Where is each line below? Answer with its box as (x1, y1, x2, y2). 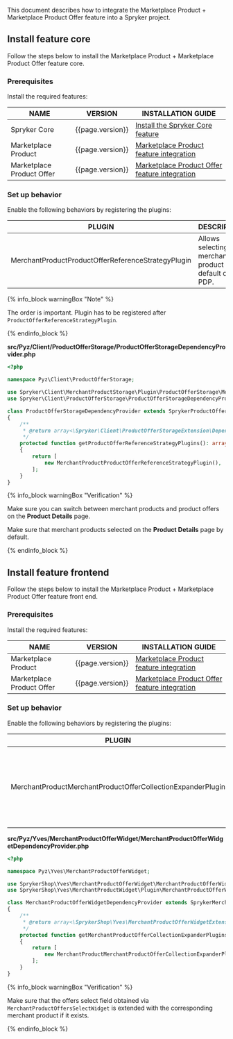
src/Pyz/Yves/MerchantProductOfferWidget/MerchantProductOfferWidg (7, 834, 224, 842)
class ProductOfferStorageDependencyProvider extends (7, 408, 166, 415)
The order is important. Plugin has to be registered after (7, 308, 166, 317)
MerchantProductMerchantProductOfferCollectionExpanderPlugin (10, 781, 225, 791)
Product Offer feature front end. (7, 592, 98, 601)
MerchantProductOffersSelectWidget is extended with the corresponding (7, 1004, 213, 1012)
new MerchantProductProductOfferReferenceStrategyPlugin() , (44, 459, 222, 466)
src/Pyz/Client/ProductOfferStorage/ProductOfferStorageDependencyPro (7, 343, 226, 351)
